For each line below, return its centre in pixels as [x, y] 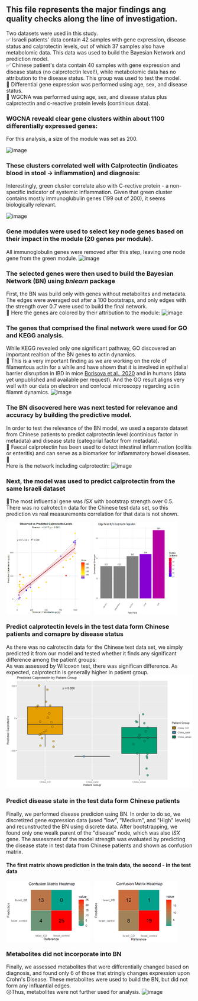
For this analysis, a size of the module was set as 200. [72, 139]
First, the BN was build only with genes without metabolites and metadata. [97, 294]
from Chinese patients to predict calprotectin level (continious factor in [92, 434]
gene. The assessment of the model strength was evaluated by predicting [96, 839]
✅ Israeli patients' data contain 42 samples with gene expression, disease [96, 39]
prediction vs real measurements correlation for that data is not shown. [92, 514]
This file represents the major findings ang [86, 10]
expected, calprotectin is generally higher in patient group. [77, 672]
